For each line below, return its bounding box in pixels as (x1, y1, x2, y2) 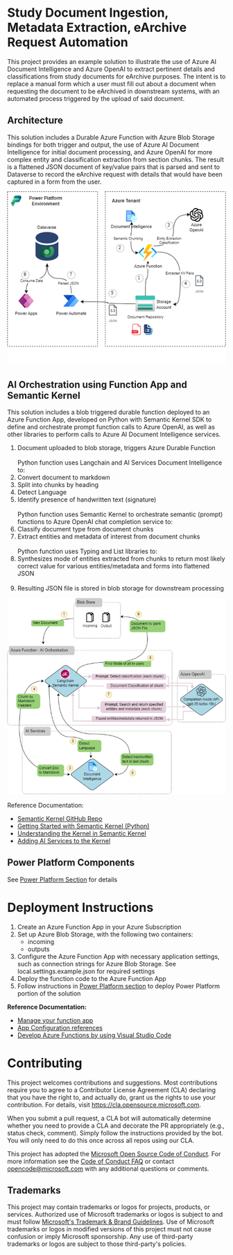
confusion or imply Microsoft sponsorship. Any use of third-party (7, 1233, 193, 1241)
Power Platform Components (7, 857, 135, 869)
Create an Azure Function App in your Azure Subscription (17, 922, 182, 931)
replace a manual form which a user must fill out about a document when (7, 79, 216, 88)
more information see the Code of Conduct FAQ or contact (7, 1157, 175, 1165)
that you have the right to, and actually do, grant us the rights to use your (7, 1093, 216, 1101)
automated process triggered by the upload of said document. (7, 94, 185, 102)
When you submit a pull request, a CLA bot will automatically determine (7, 1114, 212, 1122)
